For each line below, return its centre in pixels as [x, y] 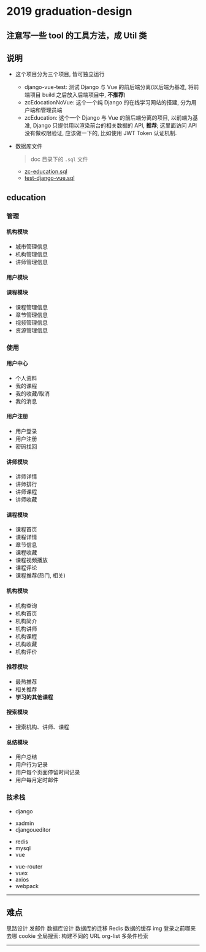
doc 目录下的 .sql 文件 [59, 159]
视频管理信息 [31, 322]
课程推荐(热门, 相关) [40, 576]
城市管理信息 [31, 246]
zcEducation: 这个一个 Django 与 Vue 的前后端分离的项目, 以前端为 [109, 118]
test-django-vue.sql [49, 178]
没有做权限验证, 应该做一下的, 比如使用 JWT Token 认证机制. [101, 133]
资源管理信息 [31, 330]
